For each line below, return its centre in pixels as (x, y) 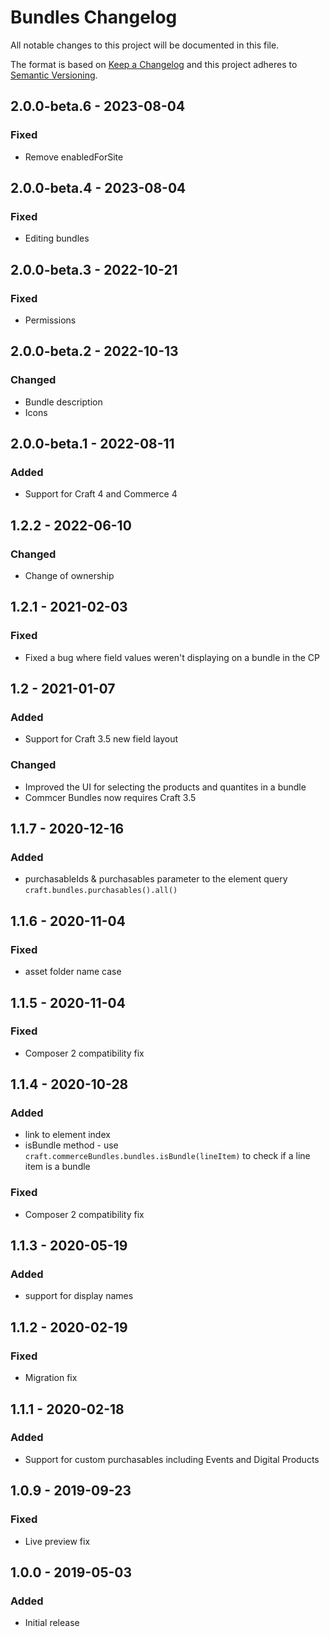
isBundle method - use (71, 1145)
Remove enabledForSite (74, 157)
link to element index (67, 1135)
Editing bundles (57, 238)
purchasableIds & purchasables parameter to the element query (156, 879)
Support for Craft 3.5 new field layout (101, 739)
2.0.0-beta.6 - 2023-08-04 (98, 106)
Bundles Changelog (94, 17)
